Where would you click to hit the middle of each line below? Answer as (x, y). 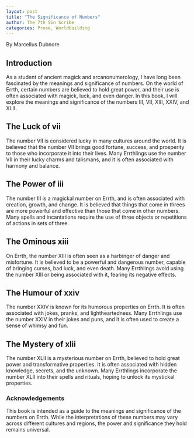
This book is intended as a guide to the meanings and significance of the (93, 411)
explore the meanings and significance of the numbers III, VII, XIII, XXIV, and (98, 102)
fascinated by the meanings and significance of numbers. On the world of (95, 83)
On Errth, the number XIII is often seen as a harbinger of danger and (88, 256)
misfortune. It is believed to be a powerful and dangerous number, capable (96, 262)
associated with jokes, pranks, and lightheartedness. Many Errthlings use (94, 313)
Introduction (29, 63)
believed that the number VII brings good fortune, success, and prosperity (95, 147)
